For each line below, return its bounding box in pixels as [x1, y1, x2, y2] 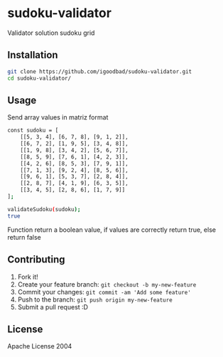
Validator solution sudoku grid [7, 28, 95, 37]
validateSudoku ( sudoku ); [7, 206, 81, 213]
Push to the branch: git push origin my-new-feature [17, 295, 173, 304]
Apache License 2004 [7, 342, 72, 351]
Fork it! [17, 272, 39, 281]
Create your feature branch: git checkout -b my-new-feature [17, 279, 197, 289]
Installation [7, 49, 58, 61]
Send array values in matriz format [7, 113, 109, 122]
